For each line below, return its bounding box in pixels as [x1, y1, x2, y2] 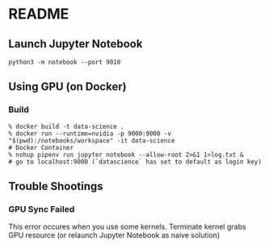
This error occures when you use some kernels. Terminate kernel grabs [8, 222, 246, 232]
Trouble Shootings [8, 180, 103, 193]
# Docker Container [8, 143, 74, 151]
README [8, 5, 69, 23]
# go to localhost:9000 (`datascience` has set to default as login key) [8, 158, 263, 166]
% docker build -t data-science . [8, 122, 125, 130]
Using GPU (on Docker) [8, 80, 127, 93]
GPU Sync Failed [8, 204, 75, 214]
